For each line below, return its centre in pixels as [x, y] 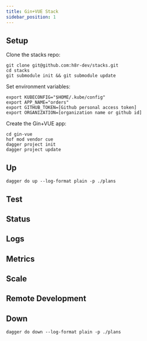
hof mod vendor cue [30, 139]
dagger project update [34, 150]
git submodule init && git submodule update [61, 76]
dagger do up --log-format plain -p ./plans [61, 181]
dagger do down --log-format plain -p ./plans [64, 332]
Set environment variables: [38, 87]
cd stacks [18, 71]
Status [18, 219]
